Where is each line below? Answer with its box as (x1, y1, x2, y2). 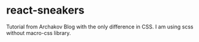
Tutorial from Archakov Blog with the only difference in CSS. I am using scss (6, 23, 194, 30)
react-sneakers (6, 4, 85, 17)
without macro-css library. (6, 29, 71, 36)
